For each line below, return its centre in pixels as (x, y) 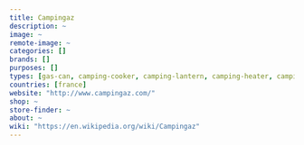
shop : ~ (24, 101)
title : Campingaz (42, 18)
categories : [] (38, 51)
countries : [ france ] (48, 85)
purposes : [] (34, 68)
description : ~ (38, 26)
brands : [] (30, 59)
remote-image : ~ (40, 43)
